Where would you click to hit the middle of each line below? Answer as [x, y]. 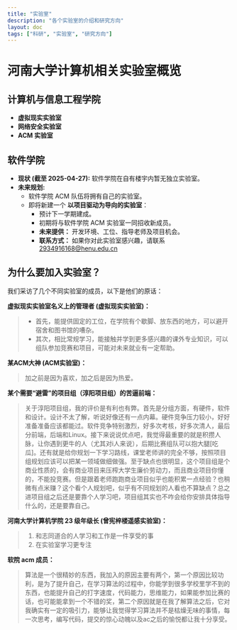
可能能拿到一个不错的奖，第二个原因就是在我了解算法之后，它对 [137, 601]
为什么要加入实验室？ [54, 273]
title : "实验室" [30, 14]
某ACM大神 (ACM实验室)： [47, 363]
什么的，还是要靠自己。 [59, 505]
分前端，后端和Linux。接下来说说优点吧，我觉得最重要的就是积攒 [120, 434]
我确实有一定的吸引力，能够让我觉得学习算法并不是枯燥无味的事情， [124, 610]
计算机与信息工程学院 [54, 99]
